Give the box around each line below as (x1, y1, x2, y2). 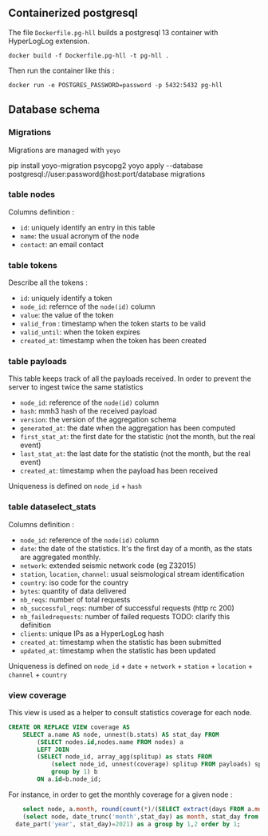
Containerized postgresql (8, 6, 138, 20)
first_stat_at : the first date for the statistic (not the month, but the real (19, 432, 255, 442)
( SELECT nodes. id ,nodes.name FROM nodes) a (37, 738, 183, 746)
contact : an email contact (19, 239, 104, 249)
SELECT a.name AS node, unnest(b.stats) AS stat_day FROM (22, 730, 219, 738)
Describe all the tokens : (8, 278, 88, 287)
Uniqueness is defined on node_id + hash (8, 482, 142, 491)
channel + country (8, 670, 68, 679)
